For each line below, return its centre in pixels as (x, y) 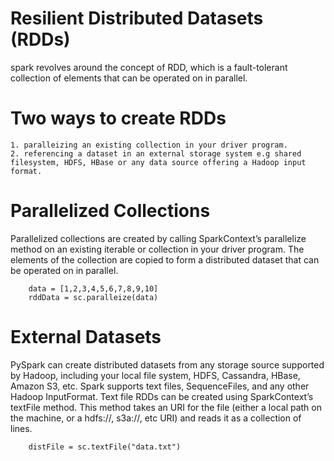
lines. (21, 428)
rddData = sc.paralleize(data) (93, 297)
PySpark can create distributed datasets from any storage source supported (167, 364)
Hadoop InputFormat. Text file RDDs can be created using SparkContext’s (162, 396)
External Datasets (86, 337)
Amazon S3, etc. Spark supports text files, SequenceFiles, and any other (160, 386)
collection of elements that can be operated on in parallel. (129, 78)
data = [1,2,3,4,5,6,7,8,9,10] (93, 288)
